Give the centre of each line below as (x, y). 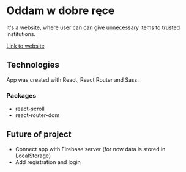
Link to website (25, 46)
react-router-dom (37, 115)
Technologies (33, 65)
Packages (21, 95)
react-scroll (30, 109)
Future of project (39, 134)
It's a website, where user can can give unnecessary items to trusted (93, 27)
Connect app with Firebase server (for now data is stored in (90, 149)
